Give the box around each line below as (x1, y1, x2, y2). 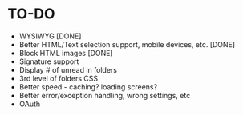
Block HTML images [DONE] (18, 48, 113, 57)
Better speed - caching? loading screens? (18, 81, 158, 92)
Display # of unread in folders (18, 65, 118, 74)
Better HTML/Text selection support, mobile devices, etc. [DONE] (18, 39, 236, 49)
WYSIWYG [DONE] (18, 31, 82, 41)
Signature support (18, 57, 79, 66)
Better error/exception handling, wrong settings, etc (18, 90, 191, 100)
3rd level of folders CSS (18, 73, 98, 83)
